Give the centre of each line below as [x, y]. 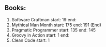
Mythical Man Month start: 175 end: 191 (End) [56, 25]
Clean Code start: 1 [30, 40]
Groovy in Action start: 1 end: [40, 35]
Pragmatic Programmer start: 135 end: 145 [54, 30]
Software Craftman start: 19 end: [44, 19]
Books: [15, 8]
